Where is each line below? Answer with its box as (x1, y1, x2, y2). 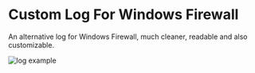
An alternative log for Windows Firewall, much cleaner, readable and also (8, 32, 249, 41)
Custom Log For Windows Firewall (8, 6, 239, 24)
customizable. (8, 40, 54, 49)
